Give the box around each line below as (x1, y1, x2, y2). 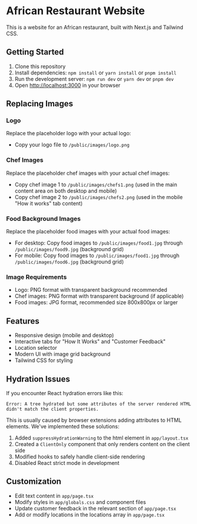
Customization (6, 477, 62, 487)
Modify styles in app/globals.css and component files (14, 498, 146, 506)
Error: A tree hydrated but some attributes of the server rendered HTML (6, 401, 192, 407)
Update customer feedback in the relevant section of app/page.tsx (14, 505, 176, 512)
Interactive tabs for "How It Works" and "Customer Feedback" (14, 338, 166, 345)
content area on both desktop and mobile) (14, 187, 117, 194)
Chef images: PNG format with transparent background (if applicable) (14, 292, 184, 300)
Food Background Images (6, 214, 81, 223)
